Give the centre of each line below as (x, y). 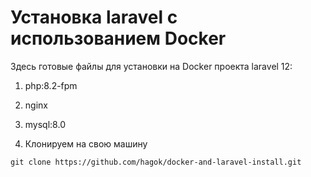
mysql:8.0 (45, 124)
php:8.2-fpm (51, 85)
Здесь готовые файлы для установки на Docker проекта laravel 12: (151, 66)
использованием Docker (118, 38)
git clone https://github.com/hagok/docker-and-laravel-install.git (156, 162)
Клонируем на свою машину (86, 143)
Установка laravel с (94, 17)
